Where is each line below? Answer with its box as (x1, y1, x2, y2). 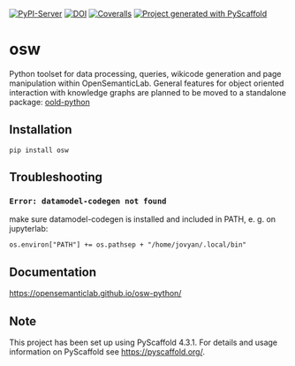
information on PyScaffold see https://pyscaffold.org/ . (9, 347, 206, 357)
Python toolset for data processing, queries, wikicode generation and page (9, 68, 282, 79)
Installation (9, 122, 72, 137)
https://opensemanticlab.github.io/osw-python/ (9, 288, 182, 299)
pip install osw (9, 146, 69, 155)
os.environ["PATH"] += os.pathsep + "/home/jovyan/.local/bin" (9, 240, 247, 249)
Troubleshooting (9, 170, 103, 185)
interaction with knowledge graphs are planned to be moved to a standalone (9, 87, 287, 97)
